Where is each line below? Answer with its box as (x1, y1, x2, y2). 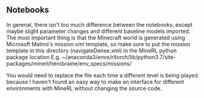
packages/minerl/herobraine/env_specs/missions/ (6, 60, 132, 67)
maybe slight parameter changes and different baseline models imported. (6, 27, 191, 35)
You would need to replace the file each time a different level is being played (6, 71, 198, 79)
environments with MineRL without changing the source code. (6, 85, 163, 92)
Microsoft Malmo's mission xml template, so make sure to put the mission (6, 40, 191, 47)
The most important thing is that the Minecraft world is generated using (6, 33, 186, 41)
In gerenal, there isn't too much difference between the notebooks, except (6, 21, 193, 28)
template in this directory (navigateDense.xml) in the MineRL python (6, 47, 177, 54)
